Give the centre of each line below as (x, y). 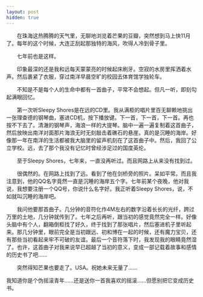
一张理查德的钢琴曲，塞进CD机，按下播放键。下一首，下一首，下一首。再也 (100, 117)
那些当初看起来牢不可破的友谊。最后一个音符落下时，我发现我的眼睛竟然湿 (104, 239)
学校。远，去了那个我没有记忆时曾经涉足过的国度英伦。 (80, 148)
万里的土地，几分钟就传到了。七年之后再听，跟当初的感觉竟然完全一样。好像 (101, 216)
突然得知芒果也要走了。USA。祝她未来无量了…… (77, 267)
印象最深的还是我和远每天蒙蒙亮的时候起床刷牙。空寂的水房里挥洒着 (101, 69)
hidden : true (23, 18)
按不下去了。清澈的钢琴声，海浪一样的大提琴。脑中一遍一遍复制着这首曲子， (101, 125)
